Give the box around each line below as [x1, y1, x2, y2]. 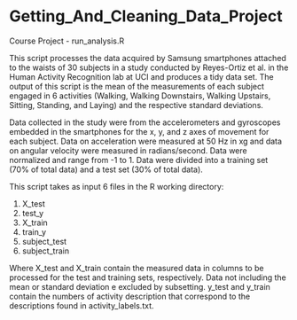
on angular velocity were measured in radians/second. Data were [9, 144, 247, 156]
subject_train [21, 246, 69, 256]
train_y [21, 226, 47, 237]
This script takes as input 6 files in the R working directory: [9, 181, 224, 191]
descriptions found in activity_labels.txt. [9, 300, 154, 311]
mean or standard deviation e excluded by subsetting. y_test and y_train [9, 281, 270, 292]
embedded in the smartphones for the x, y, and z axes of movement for [9, 126, 270, 137]
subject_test [21, 236, 67, 246]
